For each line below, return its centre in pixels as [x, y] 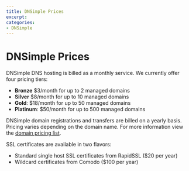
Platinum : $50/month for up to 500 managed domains [80, 110]
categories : [20, 22]
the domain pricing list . [34, 133]
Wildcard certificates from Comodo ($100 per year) [76, 162]
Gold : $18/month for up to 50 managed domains [73, 103]
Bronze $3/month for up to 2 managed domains [72, 91]
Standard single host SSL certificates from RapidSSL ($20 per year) [96, 156]
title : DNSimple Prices [35, 11]
